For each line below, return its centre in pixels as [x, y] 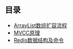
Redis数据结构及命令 [39, 40]
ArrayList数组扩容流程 [40, 25]
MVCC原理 [27, 32]
